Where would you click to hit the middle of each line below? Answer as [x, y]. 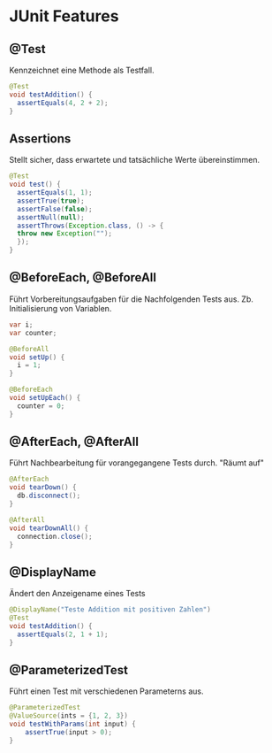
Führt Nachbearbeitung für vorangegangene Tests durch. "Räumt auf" [137, 463]
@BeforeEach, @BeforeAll [83, 277]
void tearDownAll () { [49, 528]
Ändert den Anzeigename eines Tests [77, 594]
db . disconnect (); [49, 496]
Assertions [40, 138]
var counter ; [33, 333]
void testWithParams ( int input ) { [73, 724]
